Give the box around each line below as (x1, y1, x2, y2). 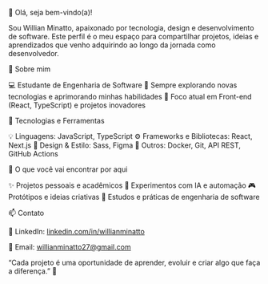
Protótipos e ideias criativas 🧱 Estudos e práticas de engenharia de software (8, 193, 260, 201)
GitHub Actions (8, 149, 58, 158)
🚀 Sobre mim (8, 64, 51, 74)
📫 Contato (8, 209, 45, 217)
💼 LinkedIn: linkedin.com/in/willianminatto (8, 227, 146, 236)
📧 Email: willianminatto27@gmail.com (8, 242, 131, 252)
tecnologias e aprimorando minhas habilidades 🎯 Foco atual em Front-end (8, 92, 252, 101)
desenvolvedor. (8, 49, 59, 58)
